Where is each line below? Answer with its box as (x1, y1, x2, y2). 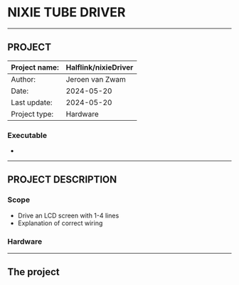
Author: (11, 74, 36, 84)
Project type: (11, 109, 54, 119)
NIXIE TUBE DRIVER (7, 4, 126, 21)
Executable (7, 130, 48, 140)
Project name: (11, 62, 59, 72)
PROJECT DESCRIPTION (7, 173, 117, 185)
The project (7, 266, 60, 278)
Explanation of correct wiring (17, 218, 103, 227)
